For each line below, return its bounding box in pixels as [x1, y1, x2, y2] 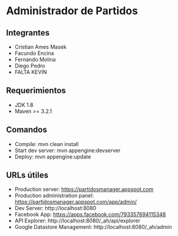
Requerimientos [6, 86, 66, 96]
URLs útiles [6, 170, 49, 180]
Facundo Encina [14, 50, 54, 57]
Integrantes [6, 28, 50, 38]
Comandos [6, 125, 47, 135]
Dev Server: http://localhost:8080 [14, 205, 97, 212]
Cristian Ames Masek [14, 43, 67, 50]
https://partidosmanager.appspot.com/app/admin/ [14, 198, 137, 205]
